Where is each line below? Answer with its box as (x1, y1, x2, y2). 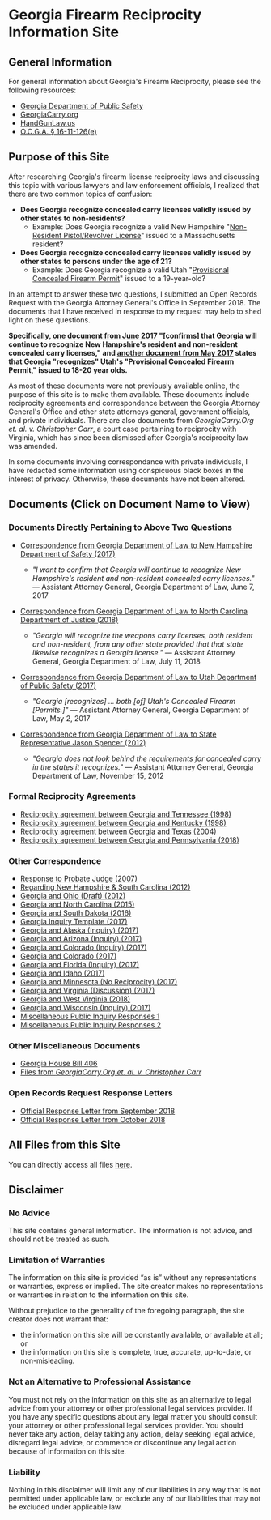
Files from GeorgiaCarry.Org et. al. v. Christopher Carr (19, 1067, 202, 1077)
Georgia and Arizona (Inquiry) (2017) (19, 934, 142, 944)
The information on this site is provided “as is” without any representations (8, 1273, 257, 1283)
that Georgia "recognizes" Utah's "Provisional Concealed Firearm (8, 357, 235, 366)
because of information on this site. (8, 1446, 127, 1456)
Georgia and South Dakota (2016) (19, 908, 132, 918)
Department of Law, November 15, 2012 (32, 771, 164, 780)
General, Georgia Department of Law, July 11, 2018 (32, 656, 201, 666)
